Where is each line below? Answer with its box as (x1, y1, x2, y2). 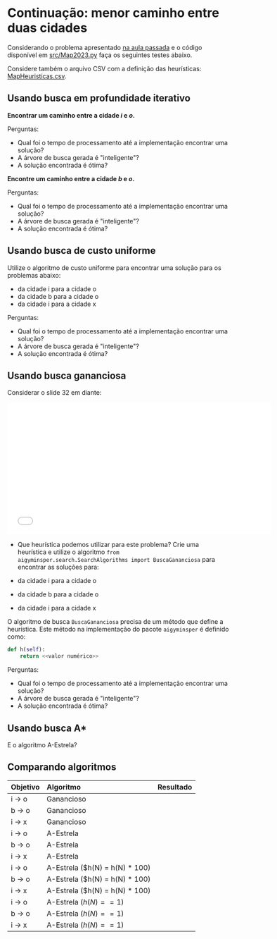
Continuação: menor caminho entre (7, 5, 219, 21)
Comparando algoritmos (7, 761, 117, 773)
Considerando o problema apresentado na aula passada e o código (7, 43, 202, 51)
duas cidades (7, 20, 88, 36)
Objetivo (11, 782, 40, 792)
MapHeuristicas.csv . (7, 72, 67, 80)
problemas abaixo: (7, 271, 61, 279)
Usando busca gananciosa (7, 369, 127, 381)
